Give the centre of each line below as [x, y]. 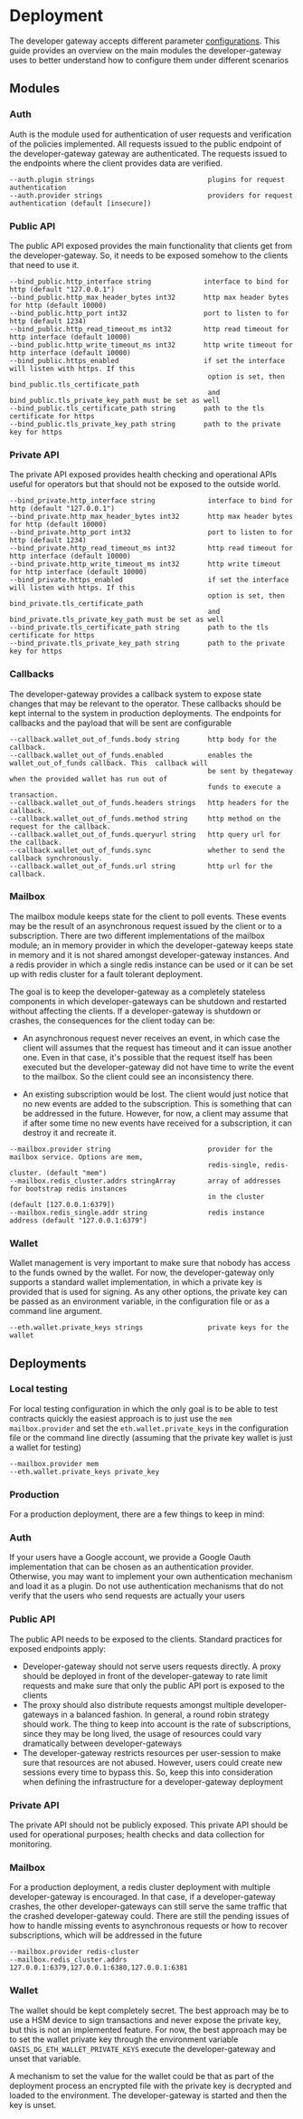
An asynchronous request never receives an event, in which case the [151, 1038]
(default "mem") [76, 1173]
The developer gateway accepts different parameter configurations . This [145, 41]
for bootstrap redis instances [68, 1189]
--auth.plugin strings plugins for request [147, 179]
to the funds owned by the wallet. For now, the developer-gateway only [142, 1272]
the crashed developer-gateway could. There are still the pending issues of [149, 1916]
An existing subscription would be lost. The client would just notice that [155, 1094]
